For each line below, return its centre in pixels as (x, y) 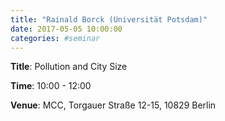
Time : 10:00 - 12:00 (51, 86)
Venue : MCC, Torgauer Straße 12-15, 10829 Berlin (113, 105)
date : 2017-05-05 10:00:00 (66, 29)
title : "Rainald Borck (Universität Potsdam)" (109, 19)
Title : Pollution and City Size (69, 67)
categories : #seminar (55, 38)
